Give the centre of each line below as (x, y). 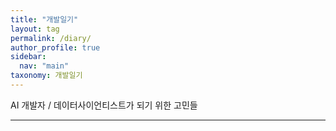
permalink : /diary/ (51, 38)
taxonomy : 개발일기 (46, 76)
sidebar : (28, 57)
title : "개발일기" (44, 19)
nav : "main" (44, 66)
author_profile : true (55, 47)
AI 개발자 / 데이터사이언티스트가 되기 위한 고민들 (104, 105)
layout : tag (35, 29)
